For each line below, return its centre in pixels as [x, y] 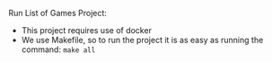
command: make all [58, 49]
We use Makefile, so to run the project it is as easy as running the [142, 40]
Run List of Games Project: [57, 13]
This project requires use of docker [86, 30]
